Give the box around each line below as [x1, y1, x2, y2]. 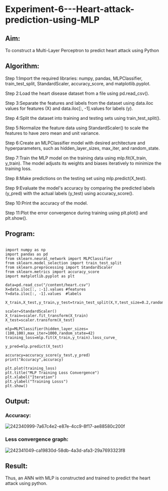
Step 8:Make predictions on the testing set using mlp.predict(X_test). [5, 175, 147, 181]
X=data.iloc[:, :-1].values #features [5, 287, 86, 292]
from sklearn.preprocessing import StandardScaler [5, 265, 113, 270]
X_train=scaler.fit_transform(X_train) [5, 313, 88, 318]
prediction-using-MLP [5, 14, 100, 26]
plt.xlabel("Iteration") [5, 375, 57, 380]
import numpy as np [5, 247, 46, 252]
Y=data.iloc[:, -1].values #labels [5, 291, 81, 296]
